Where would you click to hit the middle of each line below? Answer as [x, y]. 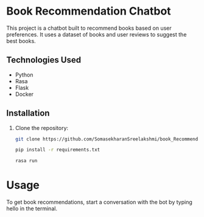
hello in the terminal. [32, 208]
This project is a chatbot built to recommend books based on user [89, 28]
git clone [28, 139]
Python [24, 75]
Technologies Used [44, 60]
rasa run [26, 161]
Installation [28, 113]
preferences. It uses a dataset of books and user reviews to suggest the [97, 34]
